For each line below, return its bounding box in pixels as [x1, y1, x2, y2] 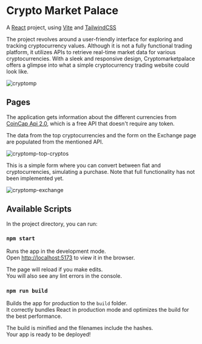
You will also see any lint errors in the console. [6, 272, 123, 280]
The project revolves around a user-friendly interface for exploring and [6, 35, 183, 43]
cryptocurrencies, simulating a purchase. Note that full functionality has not [6, 168, 195, 175]
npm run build [6, 287, 48, 294]
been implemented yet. [6, 174, 64, 182]
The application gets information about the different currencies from [6, 113, 177, 120]
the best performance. [6, 312, 62, 320]
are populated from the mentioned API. [6, 138, 104, 145]
